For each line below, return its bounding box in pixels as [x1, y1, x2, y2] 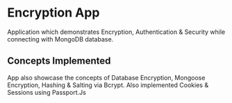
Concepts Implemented [7, 55, 111, 67]
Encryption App [7, 5, 100, 21]
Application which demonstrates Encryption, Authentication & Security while [7, 28, 226, 36]
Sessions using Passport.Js [7, 88, 87, 96]
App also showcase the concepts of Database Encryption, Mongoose [7, 73, 206, 82]
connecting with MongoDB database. [7, 35, 114, 43]
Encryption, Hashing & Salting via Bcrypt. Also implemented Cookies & [7, 81, 209, 89]
